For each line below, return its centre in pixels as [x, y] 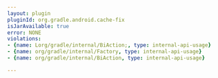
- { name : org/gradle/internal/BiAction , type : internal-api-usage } [106, 58]
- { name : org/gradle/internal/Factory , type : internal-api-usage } [105, 52]
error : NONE [24, 32]
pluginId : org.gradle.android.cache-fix [66, 20]
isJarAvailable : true [38, 26]
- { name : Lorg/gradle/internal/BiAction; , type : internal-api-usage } [109, 45]
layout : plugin [29, 13]
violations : [24, 39]
